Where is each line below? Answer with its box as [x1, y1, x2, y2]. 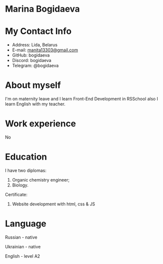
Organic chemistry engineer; [12, 177, 70, 183]
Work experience [5, 118, 76, 129]
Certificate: [5, 191, 28, 197]
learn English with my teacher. [5, 101, 66, 107]
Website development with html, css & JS [12, 201, 95, 207]
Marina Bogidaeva [5, 3, 80, 15]
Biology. [12, 182, 29, 188]
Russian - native [5, 234, 37, 240]
